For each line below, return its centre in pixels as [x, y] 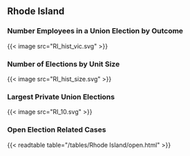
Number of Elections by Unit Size [64, 64]
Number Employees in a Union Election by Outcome [95, 31]
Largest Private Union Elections [61, 97]
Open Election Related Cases [57, 130]
